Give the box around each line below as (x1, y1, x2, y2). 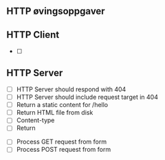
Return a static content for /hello (16, 101, 109, 109)
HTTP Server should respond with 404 (16, 85, 126, 93)
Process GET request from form (16, 137, 107, 146)
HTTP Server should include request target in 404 (16, 93, 159, 102)
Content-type (16, 116, 55, 124)
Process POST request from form (16, 146, 111, 154)
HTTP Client (6, 29, 60, 41)
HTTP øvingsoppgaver (6, 5, 105, 17)
